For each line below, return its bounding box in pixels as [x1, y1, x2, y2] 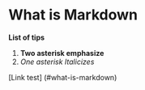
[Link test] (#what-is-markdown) [8, 72, 117, 82]
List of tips [8, 32, 45, 42]
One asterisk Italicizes [19, 57, 95, 66]
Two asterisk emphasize [19, 48, 104, 58]
